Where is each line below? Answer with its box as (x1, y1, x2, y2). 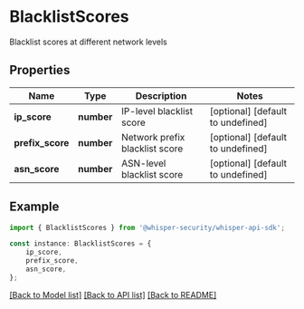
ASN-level (120, 157, 166, 169)
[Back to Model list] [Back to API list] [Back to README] (9, 289, 217, 300)
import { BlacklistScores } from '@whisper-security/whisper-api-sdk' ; (9, 223, 285, 232)
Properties (9, 63, 71, 78)
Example (9, 199, 60, 215)
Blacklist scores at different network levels (9, 36, 167, 47)
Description (135, 89, 187, 101)
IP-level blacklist (120, 104, 193, 117)
